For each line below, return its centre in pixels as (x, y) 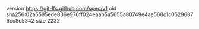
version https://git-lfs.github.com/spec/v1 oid (61, 8)
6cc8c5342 (20, 21)
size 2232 (48, 21)
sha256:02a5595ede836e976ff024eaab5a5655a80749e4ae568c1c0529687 (100, 14)
